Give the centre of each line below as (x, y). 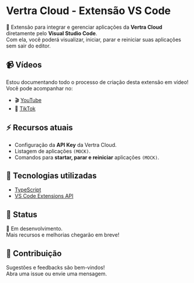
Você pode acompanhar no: (39, 88)
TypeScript (28, 190)
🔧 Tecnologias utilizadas (51, 175)
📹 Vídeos (24, 65)
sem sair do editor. (28, 46)
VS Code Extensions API (44, 196)
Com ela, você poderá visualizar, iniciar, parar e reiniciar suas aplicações (93, 39)
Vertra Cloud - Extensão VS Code (89, 11)
